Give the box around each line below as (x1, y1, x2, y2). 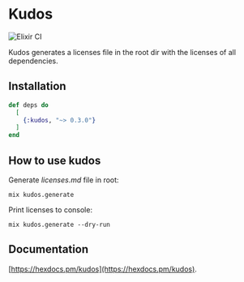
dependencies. (8, 56, 58, 66)
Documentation (8, 242, 89, 256)
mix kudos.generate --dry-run (8, 220, 111, 229)
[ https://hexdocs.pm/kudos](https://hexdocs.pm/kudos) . (8, 264, 197, 274)
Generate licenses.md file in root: (8, 175, 119, 185)
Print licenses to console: (8, 204, 93, 215)
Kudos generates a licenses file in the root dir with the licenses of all (8, 47, 237, 57)
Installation (8, 79, 66, 93)
